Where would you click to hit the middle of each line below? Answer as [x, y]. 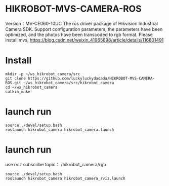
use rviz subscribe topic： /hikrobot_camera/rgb [56, 164]
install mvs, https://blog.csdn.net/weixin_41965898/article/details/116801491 [85, 40]
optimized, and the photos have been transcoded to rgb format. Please [79, 34]
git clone [16, 78]
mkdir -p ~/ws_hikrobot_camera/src [43, 74]
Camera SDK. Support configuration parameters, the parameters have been [84, 29]
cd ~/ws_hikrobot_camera [31, 87]
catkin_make [18, 92]
